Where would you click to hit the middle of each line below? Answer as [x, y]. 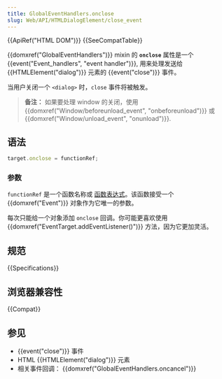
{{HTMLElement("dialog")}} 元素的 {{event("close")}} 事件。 [94, 72]
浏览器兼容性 [35, 292]
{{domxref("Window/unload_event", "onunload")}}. [98, 118]
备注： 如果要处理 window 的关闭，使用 [81, 101]
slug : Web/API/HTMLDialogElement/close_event [75, 20]
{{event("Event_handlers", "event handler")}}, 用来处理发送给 [95, 63]
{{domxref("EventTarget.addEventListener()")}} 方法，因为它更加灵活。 [110, 227]
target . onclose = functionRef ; [53, 159]
